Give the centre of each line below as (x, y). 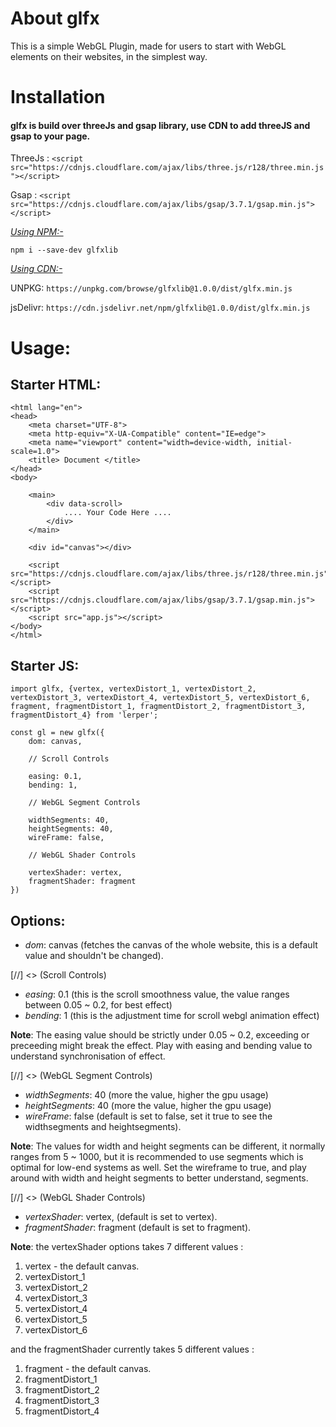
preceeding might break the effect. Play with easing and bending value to (161, 1045)
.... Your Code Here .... (117, 513)
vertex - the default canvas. (82, 1266)
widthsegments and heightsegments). (103, 1126)
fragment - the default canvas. (88, 1368)
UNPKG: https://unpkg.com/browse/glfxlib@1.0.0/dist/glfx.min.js (151, 288)
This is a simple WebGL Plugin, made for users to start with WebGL (148, 46)
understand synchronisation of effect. (88, 1056)
